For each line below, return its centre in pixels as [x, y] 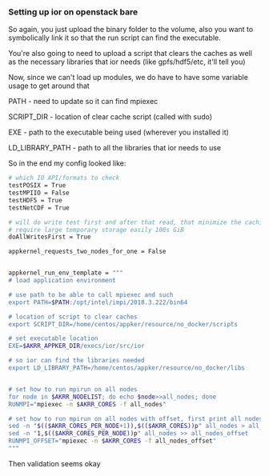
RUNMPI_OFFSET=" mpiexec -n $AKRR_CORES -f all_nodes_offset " [112, 441]
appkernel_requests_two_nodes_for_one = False [87, 252]
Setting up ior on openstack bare [73, 12]
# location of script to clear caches [73, 317]
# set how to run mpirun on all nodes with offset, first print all [125, 418]
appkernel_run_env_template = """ [66, 273]
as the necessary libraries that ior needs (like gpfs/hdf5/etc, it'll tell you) [127, 62]
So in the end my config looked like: [67, 163]
